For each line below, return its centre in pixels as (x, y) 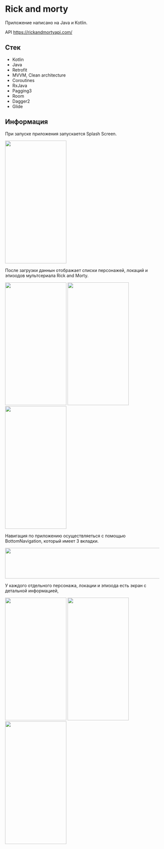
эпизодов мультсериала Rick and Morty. (47, 275)
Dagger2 (21, 101)
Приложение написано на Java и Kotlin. (46, 23)
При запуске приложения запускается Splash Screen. (61, 134)
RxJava (20, 85)
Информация (26, 122)
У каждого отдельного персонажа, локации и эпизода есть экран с (76, 585)
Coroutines (23, 80)
